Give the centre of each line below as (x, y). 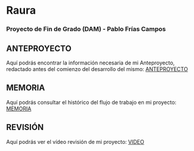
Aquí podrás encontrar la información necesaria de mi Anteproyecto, (90, 63)
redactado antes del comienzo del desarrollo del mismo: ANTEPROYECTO (97, 69)
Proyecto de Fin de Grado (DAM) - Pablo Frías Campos (86, 29)
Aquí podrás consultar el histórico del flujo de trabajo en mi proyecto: (91, 102)
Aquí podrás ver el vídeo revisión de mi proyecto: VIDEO (75, 141)
